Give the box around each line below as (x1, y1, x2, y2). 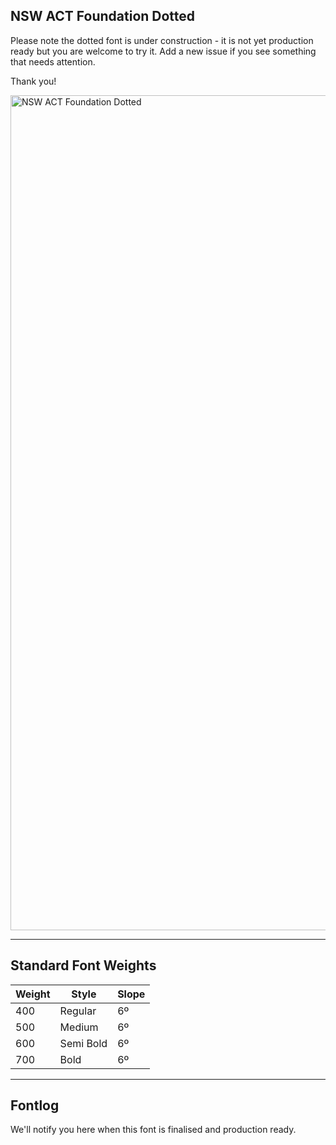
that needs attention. (10, 55, 96, 68)
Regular (59, 1004, 97, 1018)
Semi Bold (59, 1036, 108, 1050)
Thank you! (10, 75, 57, 87)
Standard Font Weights (10, 957, 157, 974)
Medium (59, 1020, 99, 1034)
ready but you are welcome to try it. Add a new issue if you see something (10, 45, 317, 57)
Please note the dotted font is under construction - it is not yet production (10, 34, 314, 46)
